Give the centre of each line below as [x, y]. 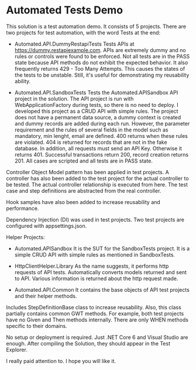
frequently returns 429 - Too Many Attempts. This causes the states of [100, 68]
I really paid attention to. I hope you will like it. [61, 361]
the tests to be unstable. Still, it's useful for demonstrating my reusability [102, 75]
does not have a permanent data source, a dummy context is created [98, 117]
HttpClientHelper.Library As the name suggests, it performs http [92, 266]
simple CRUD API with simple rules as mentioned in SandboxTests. [95, 254]
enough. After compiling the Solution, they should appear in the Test [88, 343]
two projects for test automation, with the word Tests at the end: [83, 32]
